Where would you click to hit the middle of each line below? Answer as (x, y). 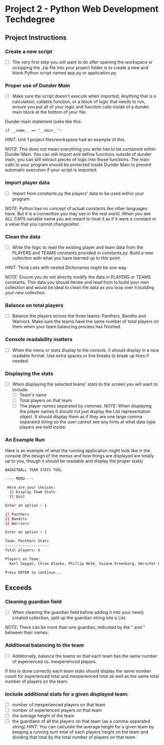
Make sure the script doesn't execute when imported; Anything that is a (84, 96)
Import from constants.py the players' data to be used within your (78, 193)
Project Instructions (36, 37)
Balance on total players (34, 305)
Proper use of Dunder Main (38, 85)
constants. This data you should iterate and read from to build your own (77, 282)
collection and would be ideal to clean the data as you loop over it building (80, 288)
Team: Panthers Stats (27, 541)
